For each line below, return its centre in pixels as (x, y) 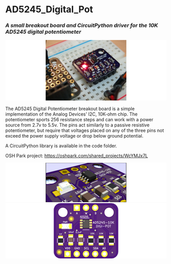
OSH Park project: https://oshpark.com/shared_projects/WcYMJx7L (77, 156)
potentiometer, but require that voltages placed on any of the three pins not (85, 130)
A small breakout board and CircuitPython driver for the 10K (82, 26)
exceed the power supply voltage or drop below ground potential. (74, 136)
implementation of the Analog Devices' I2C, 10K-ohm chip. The (71, 114)
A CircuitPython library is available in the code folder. (61, 146)
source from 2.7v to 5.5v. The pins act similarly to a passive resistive (78, 125)
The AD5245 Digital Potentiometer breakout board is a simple (70, 109)
